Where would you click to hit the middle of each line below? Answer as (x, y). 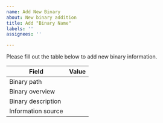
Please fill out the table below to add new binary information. (82, 57)
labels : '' (20, 29)
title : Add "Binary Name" (39, 23)
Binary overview (32, 92)
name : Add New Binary (34, 12)
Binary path (26, 82)
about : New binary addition (42, 17)
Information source (36, 111)
